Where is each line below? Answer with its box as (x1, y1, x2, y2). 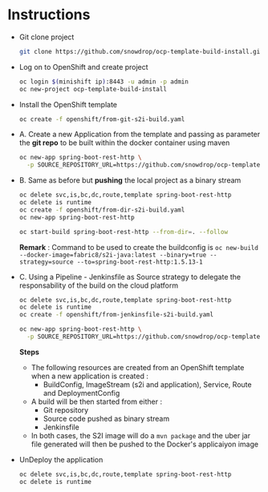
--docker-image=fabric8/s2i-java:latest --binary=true (18, 251, 207, 259)
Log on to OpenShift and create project (18, 62, 149, 71)
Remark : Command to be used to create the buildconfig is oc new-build (18, 242, 258, 252)
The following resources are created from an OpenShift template (30, 362, 245, 372)
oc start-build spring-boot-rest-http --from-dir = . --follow (18, 228, 229, 236)
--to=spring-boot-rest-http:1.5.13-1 (76, 258, 203, 266)
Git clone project (18, 32, 75, 42)
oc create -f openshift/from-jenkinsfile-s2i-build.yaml (18, 311, 214, 319)
